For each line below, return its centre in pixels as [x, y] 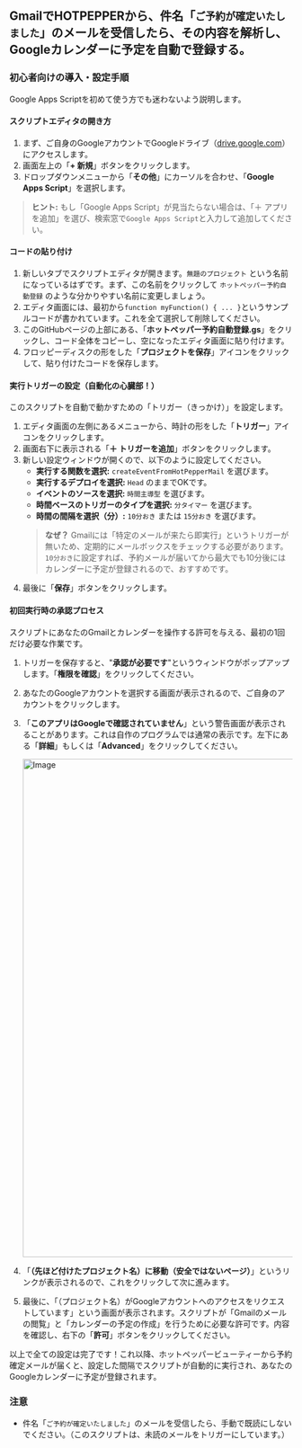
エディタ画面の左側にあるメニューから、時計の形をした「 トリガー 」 [148, 426]
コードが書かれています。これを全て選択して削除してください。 [147, 318]
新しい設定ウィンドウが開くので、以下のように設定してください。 [144, 460]
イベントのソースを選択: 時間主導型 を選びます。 [122, 493]
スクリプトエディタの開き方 [61, 121]
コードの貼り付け [41, 252]
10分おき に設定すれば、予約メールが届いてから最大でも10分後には [165, 558]
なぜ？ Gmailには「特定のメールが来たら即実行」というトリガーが [167, 535]
